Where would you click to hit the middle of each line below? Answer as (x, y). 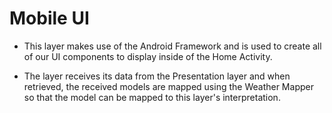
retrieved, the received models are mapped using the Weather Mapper (168, 86)
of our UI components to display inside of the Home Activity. (148, 56)
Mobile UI (49, 18)
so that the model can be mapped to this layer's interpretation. (152, 97)
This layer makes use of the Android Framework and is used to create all (172, 46)
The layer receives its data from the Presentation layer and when (157, 76)
